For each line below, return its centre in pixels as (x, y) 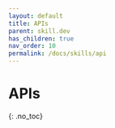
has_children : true (41, 38)
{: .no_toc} (26, 116)
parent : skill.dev (39, 31)
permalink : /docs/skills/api (57, 53)
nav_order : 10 (32, 46)
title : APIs (28, 23)
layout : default (36, 16)
